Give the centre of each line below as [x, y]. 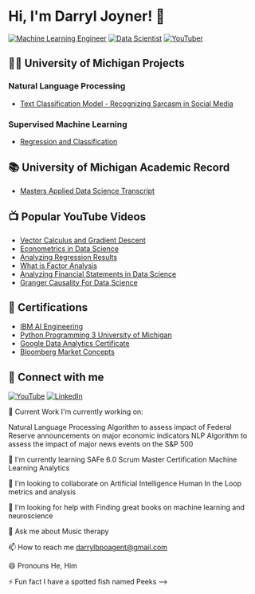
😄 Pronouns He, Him [43, 566]
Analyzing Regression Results [69, 257]
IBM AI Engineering [51, 327]
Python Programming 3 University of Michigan [96, 335]
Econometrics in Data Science [69, 248]
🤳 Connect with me [56, 377]
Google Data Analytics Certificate [75, 344]
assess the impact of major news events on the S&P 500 [101, 444]
